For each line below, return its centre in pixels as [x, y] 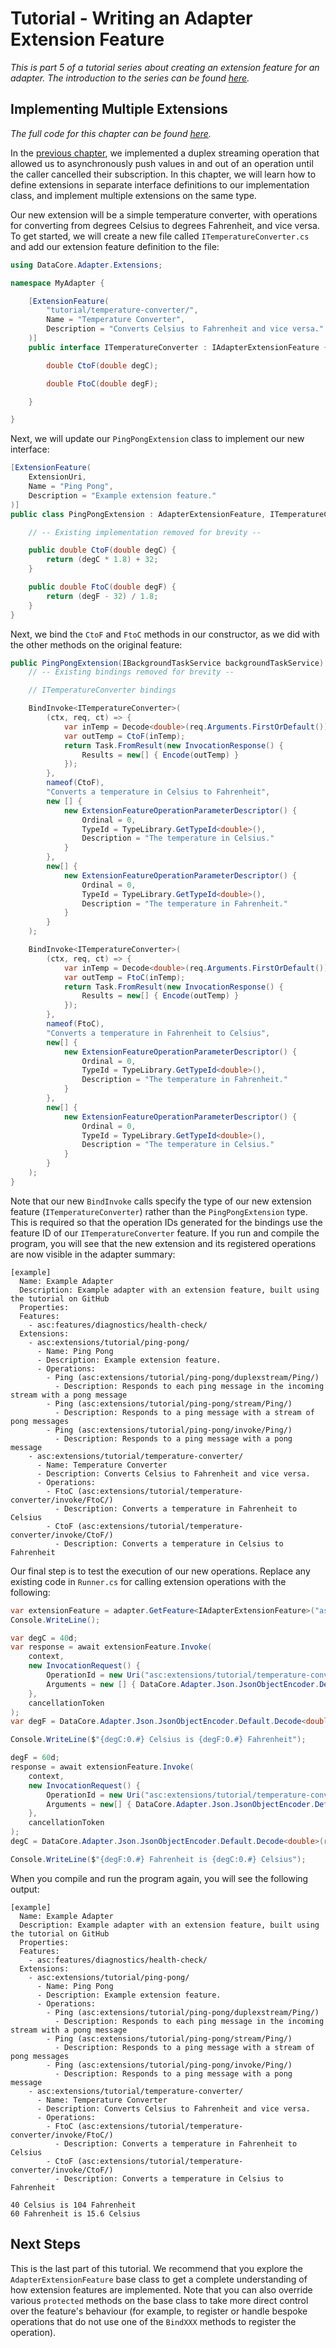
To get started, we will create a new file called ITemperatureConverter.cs [160, 236]
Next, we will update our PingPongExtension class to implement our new [157, 439]
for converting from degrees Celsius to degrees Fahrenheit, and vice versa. [165, 225]
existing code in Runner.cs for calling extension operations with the [148, 1581]
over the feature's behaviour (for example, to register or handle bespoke [159, 2311]
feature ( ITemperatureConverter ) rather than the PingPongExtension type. [159, 1211]
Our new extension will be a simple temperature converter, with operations [164, 214]
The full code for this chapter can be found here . [111, 133]
